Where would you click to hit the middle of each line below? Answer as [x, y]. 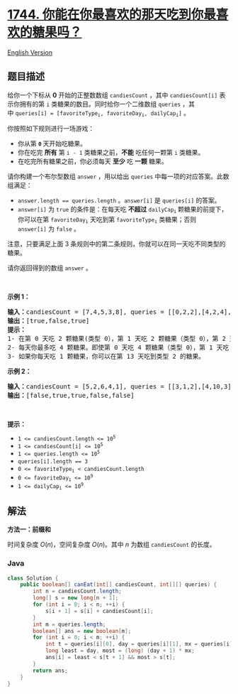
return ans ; [51, 671]
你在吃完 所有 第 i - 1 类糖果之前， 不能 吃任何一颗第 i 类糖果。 [111, 153]
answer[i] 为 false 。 [49, 229]
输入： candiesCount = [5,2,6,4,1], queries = [86, 387]
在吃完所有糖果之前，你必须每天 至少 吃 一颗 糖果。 [92, 161]
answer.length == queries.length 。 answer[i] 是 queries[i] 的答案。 [119, 200]
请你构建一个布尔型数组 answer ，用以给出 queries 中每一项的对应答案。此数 [118, 177]
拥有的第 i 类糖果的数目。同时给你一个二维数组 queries [100, 104]
